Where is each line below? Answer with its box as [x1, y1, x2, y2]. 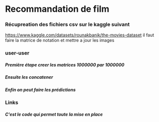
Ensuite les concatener [5, 74, 53, 80]
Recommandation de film [5, 3, 109, 15]
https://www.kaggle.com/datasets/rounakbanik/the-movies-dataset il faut [5, 32, 155, 38]
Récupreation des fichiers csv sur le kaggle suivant [5, 21, 130, 28]
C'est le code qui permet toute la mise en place [5, 111, 103, 117]
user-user [5, 50, 29, 57]
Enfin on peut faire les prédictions [5, 87, 76, 92]
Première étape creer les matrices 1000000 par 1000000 [5, 62, 125, 67]
